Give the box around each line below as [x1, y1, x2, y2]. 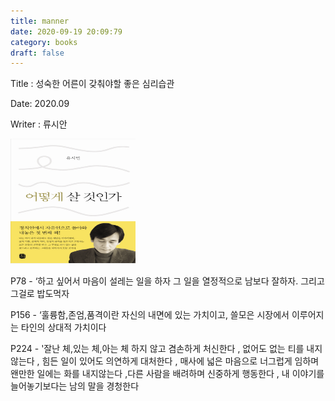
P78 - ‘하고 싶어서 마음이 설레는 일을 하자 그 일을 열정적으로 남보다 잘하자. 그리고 [10, 275, 325, 287]
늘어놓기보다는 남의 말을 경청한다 [10, 380, 140, 392]
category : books [10, 37, 78, 47]
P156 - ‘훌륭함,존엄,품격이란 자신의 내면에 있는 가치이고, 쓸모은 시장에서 [10, 309, 290, 321]
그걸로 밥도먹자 [10, 288, 70, 300]
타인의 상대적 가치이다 [20, 321, 107, 334]
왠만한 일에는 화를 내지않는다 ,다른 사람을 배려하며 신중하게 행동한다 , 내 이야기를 [10, 368, 325, 380]
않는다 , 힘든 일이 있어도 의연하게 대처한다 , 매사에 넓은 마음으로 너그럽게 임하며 [10, 355, 320, 367]
